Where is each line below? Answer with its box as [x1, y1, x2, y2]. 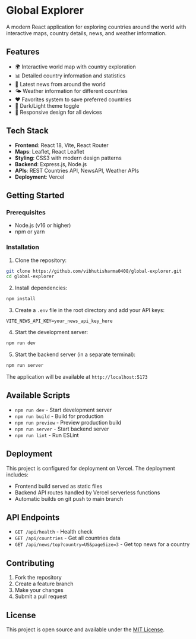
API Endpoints [6, 512, 60, 522]
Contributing [6, 558, 55, 568]
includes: [6, 471, 29, 478]
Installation [6, 243, 40, 251]
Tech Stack [6, 126, 49, 136]
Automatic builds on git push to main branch [14, 495, 124, 502]
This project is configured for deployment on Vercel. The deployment [6, 465, 175, 472]
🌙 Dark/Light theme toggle [14, 102, 80, 109]
